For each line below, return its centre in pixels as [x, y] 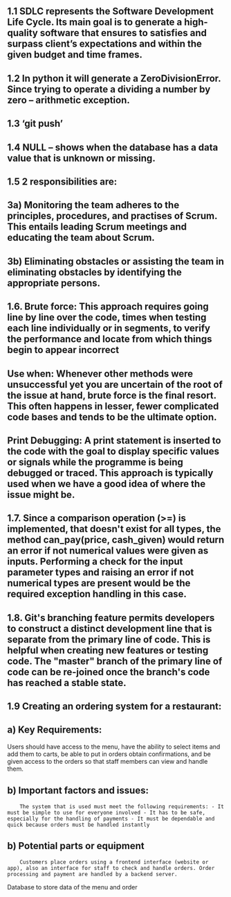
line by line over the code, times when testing [107, 317]
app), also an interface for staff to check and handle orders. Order [111, 868]
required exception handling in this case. [97, 594]
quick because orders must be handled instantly [78, 825]
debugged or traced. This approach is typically [110, 473]
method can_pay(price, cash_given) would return [116, 540]
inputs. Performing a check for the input [95, 562]
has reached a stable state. [67, 683]
